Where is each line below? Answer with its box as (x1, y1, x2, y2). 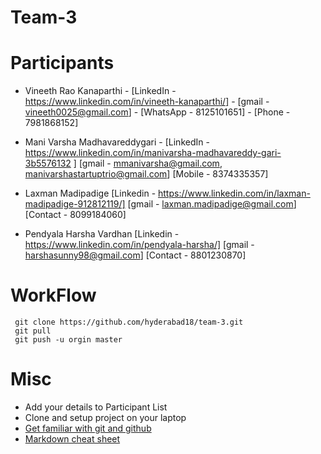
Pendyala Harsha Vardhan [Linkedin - (24, 228, 180, 240)
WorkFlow (10, 284, 97, 307)
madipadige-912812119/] (24, 198, 126, 210)
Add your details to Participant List (24, 401, 168, 413)
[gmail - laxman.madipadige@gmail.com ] (127, 198, 297, 210)
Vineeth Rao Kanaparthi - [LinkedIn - (24, 85, 177, 97)
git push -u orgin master (14, 335, 123, 345)
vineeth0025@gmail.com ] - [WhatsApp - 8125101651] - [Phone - (24, 106, 291, 118)
